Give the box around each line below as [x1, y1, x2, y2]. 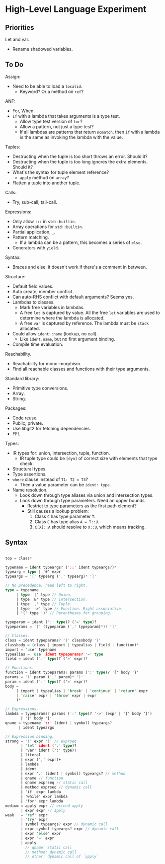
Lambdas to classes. [12, 299, 55, 305]
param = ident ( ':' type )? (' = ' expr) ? [5, 679, 88, 684]
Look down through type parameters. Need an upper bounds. [19, 497, 146, 503]
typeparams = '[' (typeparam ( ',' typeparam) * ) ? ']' [5, 625, 117, 629]
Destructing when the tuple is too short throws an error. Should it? [12, 153, 148, 159]
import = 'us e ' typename [5, 647, 57, 652]
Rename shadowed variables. [12, 46, 73, 52]
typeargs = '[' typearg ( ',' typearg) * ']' [5, 574, 97, 579]
